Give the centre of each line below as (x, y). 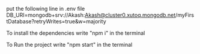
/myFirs (184, 15)
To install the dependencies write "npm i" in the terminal (76, 33)
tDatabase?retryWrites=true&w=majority (56, 21)
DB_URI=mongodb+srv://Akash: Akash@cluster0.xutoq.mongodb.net (91, 15)
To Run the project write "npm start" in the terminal (69, 45)
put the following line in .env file (46, 9)
